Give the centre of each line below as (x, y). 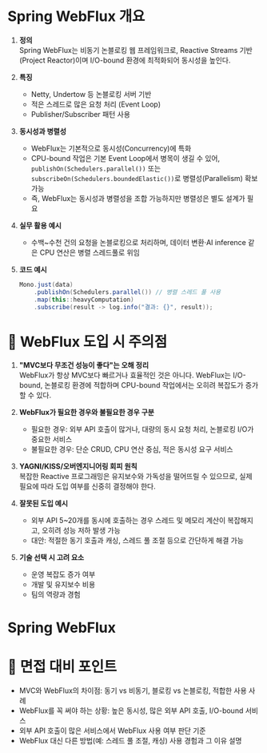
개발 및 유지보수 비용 (63, 585)
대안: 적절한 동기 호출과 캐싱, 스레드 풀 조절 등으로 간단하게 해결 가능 (137, 541)
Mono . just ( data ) (46, 284)
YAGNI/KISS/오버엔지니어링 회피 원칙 (78, 466)
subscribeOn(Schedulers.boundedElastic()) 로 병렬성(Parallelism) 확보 (144, 178)
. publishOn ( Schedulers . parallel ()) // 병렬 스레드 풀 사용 (128, 292)
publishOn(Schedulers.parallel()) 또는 (96, 168)
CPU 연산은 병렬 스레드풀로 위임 (90, 252)
